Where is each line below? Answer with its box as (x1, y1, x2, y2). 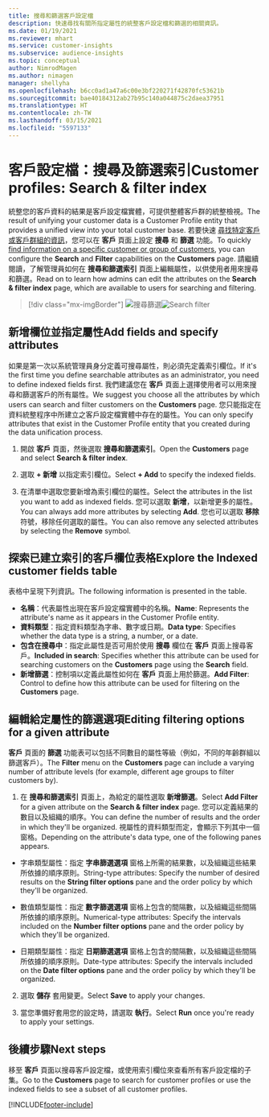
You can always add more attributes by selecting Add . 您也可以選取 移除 (19, 506, 259, 516)
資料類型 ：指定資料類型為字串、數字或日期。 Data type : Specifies (19, 622, 236, 632)
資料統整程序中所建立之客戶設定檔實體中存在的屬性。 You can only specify (8, 410, 254, 419)
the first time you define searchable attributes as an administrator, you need (8, 369, 259, 379)
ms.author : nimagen (8, 72, 74, 80)
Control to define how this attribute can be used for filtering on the (19, 678, 240, 688)
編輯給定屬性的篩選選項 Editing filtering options (8, 712, 245, 726)
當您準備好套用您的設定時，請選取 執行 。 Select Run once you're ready (19, 1008, 255, 1018)
